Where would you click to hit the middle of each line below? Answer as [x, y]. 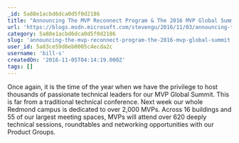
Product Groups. [31, 132]
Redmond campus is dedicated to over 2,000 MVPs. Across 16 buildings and [119, 109]
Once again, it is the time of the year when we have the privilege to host [113, 86]
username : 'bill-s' [36, 54]
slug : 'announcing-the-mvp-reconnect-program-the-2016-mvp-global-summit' [121, 40]
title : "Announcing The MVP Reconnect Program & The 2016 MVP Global [113, 21]
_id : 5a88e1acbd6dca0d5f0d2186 [54, 14]
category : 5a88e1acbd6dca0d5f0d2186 [62, 34]
